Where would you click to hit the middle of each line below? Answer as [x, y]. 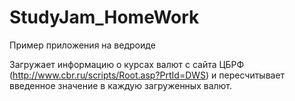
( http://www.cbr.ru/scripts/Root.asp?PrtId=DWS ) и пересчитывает [147, 75]
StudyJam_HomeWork [104, 17]
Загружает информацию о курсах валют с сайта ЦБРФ [127, 64]
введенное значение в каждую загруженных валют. [121, 85]
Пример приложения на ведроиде [82, 45]
